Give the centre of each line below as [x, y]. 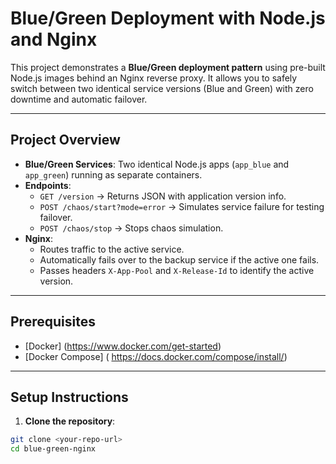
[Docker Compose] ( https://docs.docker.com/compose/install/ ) [156, 356]
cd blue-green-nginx [53, 449]
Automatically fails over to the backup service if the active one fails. [179, 259]
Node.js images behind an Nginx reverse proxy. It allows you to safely [154, 78]
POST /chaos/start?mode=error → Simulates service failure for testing [182, 206]
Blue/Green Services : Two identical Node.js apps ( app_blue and [157, 164]
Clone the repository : [70, 421]
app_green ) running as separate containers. [113, 174]
